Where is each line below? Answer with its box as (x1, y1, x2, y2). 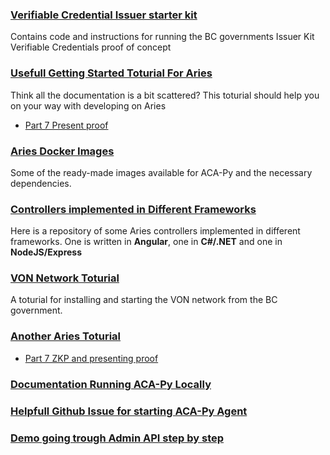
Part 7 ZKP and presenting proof (24, 352, 159, 364)
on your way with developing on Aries (10, 99, 167, 112)
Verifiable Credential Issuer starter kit (10, 8, 198, 22)
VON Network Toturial (10, 271, 120, 285)
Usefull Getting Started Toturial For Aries (10, 66, 213, 80)
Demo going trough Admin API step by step (10, 431, 225, 445)
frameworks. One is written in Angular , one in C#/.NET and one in (10, 236, 283, 248)
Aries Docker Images (10, 144, 115, 158)
